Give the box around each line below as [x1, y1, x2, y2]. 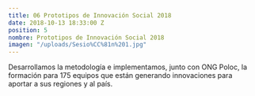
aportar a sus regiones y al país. [8, 79, 113, 89]
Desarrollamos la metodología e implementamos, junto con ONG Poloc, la [8, 62, 248, 72]
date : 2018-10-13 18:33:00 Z [8, 19, 105, 27]
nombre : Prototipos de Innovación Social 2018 [8, 33, 165, 42]
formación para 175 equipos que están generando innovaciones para [8, 71, 233, 80]
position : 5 [8, 26, 48, 34]
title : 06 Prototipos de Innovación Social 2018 [8, 11, 172, 20]
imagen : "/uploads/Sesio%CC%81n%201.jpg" [8, 41, 147, 49]
